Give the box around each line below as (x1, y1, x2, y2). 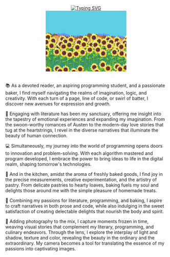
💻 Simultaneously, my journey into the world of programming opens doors (5, 143, 163, 149)
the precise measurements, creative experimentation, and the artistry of (5, 177, 157, 182)
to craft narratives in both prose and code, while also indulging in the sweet (5, 203, 164, 209)
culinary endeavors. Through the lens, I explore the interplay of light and (5, 229, 158, 235)
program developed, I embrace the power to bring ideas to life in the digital (5, 156, 163, 161)
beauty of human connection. (5, 133, 68, 138)
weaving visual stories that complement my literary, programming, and (5, 224, 154, 230)
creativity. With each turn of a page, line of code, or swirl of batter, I (5, 95, 148, 101)
